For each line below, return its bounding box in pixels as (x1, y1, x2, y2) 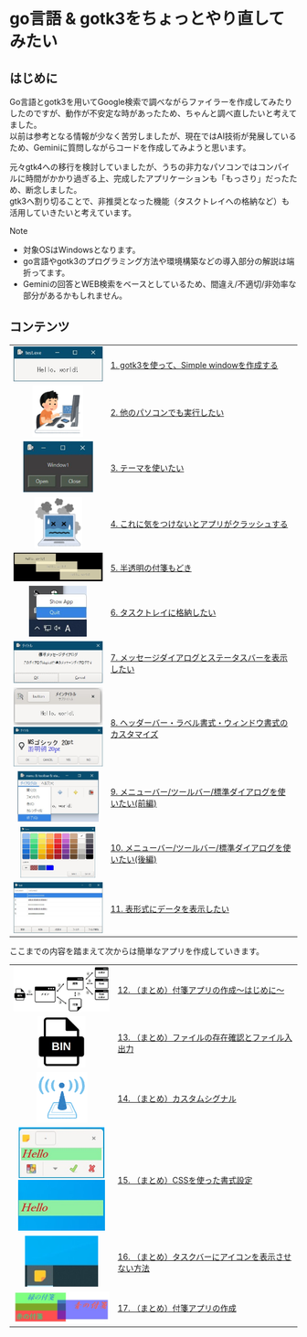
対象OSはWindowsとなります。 (22, 244, 141, 255)
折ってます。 (22, 267, 70, 278)
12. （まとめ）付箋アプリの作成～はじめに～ (117, 984, 285, 996)
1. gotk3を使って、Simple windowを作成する (110, 359, 279, 370)
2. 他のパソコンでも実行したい (110, 408, 225, 419)
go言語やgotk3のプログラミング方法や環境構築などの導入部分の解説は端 (22, 256, 295, 266)
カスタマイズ (110, 728, 159, 739)
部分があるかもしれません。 (22, 290, 128, 301)
